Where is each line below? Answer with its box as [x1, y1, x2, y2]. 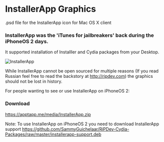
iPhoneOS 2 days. [5, 38, 49, 45]
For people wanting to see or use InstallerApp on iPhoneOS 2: [5, 88, 130, 94]
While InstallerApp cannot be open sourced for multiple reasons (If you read [5, 68, 159, 74]
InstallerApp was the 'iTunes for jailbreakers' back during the [5, 32, 154, 39]
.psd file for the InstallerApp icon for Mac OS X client [5, 20, 111, 25]
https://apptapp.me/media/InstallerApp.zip [5, 111, 91, 117]
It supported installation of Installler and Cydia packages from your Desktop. [5, 49, 160, 55]
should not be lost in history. [5, 78, 63, 84]
